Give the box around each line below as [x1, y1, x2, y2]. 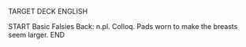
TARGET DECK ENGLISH [8, 7, 88, 16]
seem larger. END [8, 31, 65, 39]
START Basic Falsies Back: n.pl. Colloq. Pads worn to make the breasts [8, 22, 238, 31]
